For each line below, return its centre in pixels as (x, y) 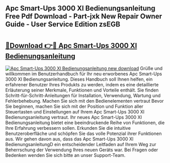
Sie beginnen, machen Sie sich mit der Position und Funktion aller (74, 106)
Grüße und (151, 68)
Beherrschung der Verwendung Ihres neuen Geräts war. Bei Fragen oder (82, 150)
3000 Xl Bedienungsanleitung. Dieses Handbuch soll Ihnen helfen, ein (79, 79)
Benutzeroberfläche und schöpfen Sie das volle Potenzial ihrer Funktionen (84, 133)
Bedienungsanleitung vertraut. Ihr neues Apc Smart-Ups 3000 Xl (74, 117)
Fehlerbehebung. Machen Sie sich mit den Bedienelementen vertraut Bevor (84, 101)
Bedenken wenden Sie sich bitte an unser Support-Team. (65, 155)
